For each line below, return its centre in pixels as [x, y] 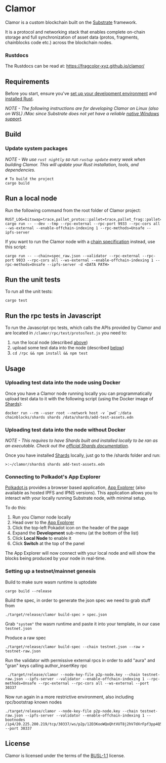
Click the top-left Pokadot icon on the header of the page [71, 528]
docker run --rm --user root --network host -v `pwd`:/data [68, 413]
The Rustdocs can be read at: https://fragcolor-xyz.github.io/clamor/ [75, 66]
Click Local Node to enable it [42, 538]
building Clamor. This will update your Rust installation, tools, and [72, 164]
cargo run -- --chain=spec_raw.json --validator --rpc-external [73, 256]
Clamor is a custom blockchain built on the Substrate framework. [71, 22]
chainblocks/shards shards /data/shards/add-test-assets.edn [69, 417]
